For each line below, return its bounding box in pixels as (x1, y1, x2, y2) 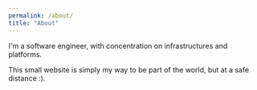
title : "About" (8, 19, 59, 27)
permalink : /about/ (8, 11, 74, 20)
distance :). (8, 73, 46, 83)
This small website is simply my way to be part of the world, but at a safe (8, 65, 250, 74)
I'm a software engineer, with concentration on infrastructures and (8, 41, 228, 50)
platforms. (8, 49, 43, 59)
